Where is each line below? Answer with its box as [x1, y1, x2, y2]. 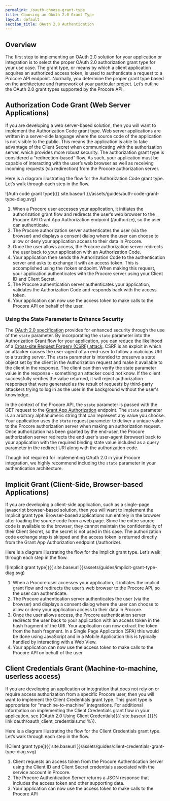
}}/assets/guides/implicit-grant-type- [79, 564, 157, 570]
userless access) [5, 672, 61, 681]
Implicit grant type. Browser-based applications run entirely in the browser [5, 512, 161, 518]
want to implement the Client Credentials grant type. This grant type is [5, 696, 152, 703]
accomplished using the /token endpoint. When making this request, [12, 265, 156, 271]
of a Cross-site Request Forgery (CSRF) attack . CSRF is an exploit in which [5, 343, 161, 349]
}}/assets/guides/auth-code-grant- [86, 190, 160, 196]
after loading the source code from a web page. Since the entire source [5, 517, 155, 523]
